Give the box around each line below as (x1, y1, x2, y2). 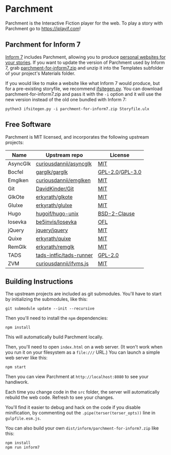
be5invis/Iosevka (35, 218, 77, 225)
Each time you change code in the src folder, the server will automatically (5, 389, 160, 395)
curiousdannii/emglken (35, 177, 91, 184)
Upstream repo (45, 151, 83, 159)
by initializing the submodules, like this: (5, 296, 88, 302)
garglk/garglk (35, 168, 68, 176)
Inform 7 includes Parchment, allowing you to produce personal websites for (5, 54, 166, 60)
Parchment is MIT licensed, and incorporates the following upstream (5, 134, 149, 140)
